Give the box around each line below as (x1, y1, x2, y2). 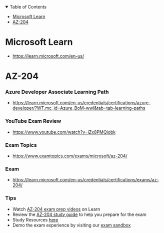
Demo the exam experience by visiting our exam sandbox (12, 222, 131, 228)
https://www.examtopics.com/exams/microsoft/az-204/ (12, 153, 127, 159)
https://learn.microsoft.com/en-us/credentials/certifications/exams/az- (12, 177, 159, 183)
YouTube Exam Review (5, 118, 61, 125)
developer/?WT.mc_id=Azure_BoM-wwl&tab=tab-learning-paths (12, 105, 145, 111)
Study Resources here (12, 216, 58, 222)
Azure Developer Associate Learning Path (5, 89, 109, 96)
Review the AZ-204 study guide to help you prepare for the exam (12, 211, 146, 217)
